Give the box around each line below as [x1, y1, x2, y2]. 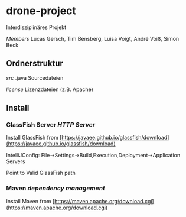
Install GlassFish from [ [6, 134, 62, 141]
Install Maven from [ [6, 197, 55, 205]
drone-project [6, 4, 77, 18]
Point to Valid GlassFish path [6, 170, 76, 177]
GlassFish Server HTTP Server [6, 121, 96, 129]
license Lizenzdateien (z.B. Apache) [6, 86, 93, 93]
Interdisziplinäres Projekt [6, 24, 67, 31]
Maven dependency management [6, 184, 105, 193]
